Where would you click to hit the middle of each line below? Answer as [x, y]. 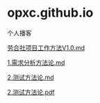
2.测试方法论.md [31, 77]
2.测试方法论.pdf [31, 92]
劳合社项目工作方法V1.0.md [46, 47]
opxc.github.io [50, 13]
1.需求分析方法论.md [36, 62]
